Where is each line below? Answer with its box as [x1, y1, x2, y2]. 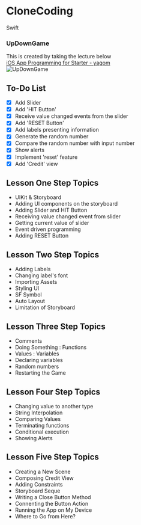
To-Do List [6, 83, 46, 93]
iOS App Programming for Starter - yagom [6, 59, 111, 67]
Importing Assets [14, 278, 58, 286]
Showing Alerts [14, 434, 53, 441]
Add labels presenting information [14, 126, 99, 134]
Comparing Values [14, 415, 61, 422]
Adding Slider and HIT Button [14, 206, 88, 214]
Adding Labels [14, 266, 51, 273]
